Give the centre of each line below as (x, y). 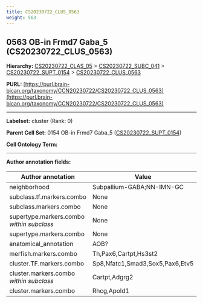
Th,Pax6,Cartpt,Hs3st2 (125, 254)
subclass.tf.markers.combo (48, 197)
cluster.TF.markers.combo (47, 264)
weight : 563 (21, 18)
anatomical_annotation (41, 244)
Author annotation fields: (39, 162)
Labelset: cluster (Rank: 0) (40, 121)
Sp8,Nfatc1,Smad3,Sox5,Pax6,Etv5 (143, 264)
